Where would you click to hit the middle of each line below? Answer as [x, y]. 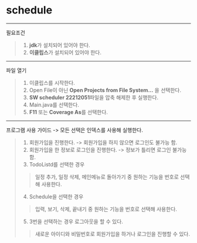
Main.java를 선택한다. [54, 105]
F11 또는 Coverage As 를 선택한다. [69, 112]
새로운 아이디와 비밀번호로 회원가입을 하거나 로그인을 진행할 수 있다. [113, 234]
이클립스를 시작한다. [52, 83]
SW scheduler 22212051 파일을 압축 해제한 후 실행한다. [94, 97]
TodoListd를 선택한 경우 [57, 164]
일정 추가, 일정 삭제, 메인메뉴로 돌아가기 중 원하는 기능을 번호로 [107, 177]
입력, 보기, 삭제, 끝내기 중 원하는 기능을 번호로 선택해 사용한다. [106, 209]
